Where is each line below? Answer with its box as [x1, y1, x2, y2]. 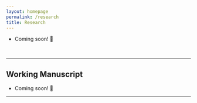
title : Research [6, 19, 46, 25]
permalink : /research [6, 14, 59, 20]
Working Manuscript [6, 69, 83, 79]
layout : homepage [6, 8, 49, 15]
